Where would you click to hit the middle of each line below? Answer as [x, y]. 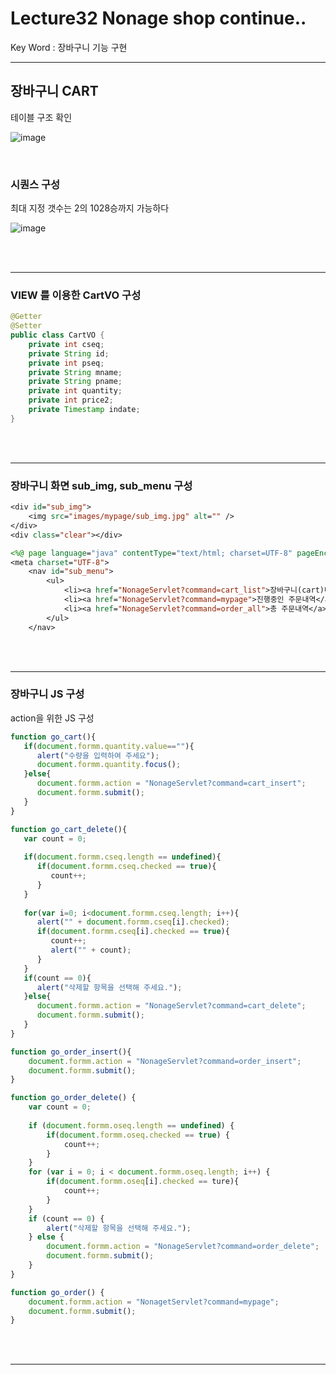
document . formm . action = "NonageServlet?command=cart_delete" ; [171, 1006]
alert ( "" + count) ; [91, 950]
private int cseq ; [66, 344]
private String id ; [69, 353]
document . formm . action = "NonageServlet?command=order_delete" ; [183, 1247]
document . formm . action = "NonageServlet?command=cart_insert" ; [171, 783]
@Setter [26, 326]
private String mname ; [75, 372]
